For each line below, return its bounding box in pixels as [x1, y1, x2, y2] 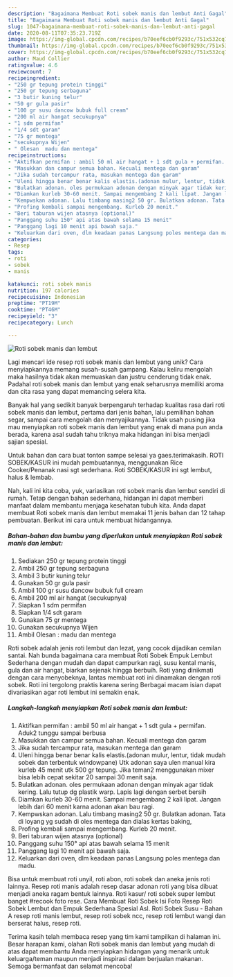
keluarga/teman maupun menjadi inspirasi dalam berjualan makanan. [8, 954, 203, 962]
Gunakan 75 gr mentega [17, 615, 87, 624]
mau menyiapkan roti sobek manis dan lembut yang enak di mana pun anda [8, 422, 223, 431]
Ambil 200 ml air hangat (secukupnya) [17, 594, 127, 602]
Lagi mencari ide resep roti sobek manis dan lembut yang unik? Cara [8, 358, 203, 366]
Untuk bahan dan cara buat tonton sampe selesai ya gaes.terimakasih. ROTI [8, 451, 224, 459]
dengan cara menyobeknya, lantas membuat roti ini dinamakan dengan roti [8, 673, 221, 682]
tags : [8, 249, 24, 256]
